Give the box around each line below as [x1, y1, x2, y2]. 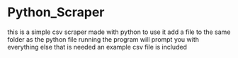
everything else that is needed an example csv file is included [7, 42, 188, 51]
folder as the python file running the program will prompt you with [7, 35, 200, 43]
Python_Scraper [7, 4, 105, 21]
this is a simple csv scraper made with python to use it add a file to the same [7, 28, 231, 36]
